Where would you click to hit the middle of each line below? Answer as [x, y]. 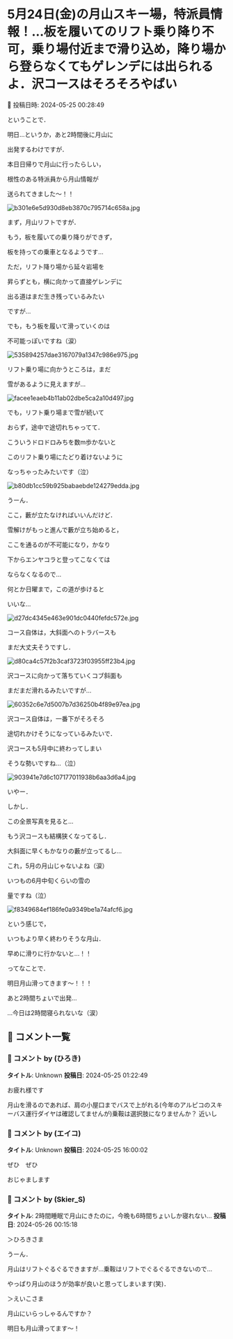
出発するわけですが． [38, 149]
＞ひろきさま [25, 1239]
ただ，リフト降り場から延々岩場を [56, 267]
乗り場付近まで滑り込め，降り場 [123, 49]
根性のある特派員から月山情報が [53, 179]
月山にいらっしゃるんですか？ [50, 1314]
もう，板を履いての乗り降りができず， [62, 237]
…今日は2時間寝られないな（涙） [55, 1012]
